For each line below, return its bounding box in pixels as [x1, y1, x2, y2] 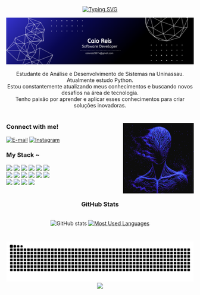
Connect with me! [6, 123, 59, 131]
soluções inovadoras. [73, 102, 127, 109]
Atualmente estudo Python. [66, 77, 134, 84]
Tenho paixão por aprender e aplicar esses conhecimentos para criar [15, 96, 185, 103]
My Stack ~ [6, 151, 40, 159]
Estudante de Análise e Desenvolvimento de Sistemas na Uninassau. [15, 71, 185, 77]
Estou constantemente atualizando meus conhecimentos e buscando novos [7, 83, 193, 90]
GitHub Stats [81, 200, 119, 208]
